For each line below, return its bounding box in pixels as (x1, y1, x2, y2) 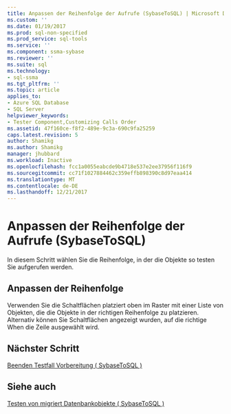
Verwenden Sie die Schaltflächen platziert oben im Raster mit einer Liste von (7, 301, 224, 309)
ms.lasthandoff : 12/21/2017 (7, 189, 88, 196)
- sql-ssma (7, 73, 38, 81)
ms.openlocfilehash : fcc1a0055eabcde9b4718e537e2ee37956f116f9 (7, 163, 192, 170)
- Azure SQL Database (7, 100, 69, 106)
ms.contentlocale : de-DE (7, 183, 78, 189)
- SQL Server (7, 106, 45, 113)
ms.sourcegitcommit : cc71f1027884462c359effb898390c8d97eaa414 (7, 170, 192, 176)
